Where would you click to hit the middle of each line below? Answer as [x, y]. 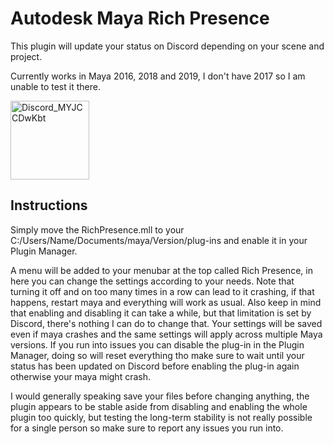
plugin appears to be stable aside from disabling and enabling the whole [159, 406]
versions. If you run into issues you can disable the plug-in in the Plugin [157, 344]
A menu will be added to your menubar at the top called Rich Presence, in [161, 270]
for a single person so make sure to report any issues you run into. [147, 428]
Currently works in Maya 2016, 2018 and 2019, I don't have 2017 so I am [158, 76]
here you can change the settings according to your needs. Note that [152, 281]
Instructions [49, 205]
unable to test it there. [55, 86]
